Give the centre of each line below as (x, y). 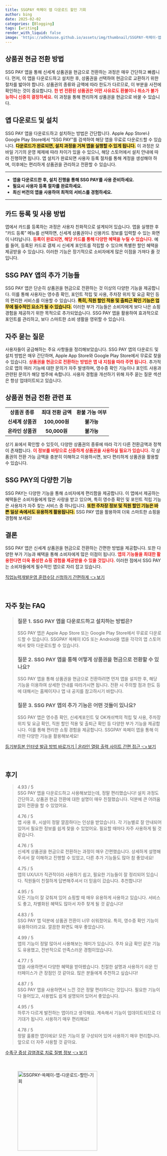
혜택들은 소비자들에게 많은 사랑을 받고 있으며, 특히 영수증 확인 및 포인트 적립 (79, 499)
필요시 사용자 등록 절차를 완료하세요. (47, 186)
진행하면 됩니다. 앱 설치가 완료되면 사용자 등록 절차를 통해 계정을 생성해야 (81, 158)
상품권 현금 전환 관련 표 (39, 398)
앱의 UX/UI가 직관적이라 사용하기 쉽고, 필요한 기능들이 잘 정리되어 (81, 875)
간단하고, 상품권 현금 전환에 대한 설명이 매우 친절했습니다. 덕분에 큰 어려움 (89, 799)
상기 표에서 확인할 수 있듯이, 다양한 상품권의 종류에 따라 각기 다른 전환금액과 (79, 444)
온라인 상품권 (22, 431)
